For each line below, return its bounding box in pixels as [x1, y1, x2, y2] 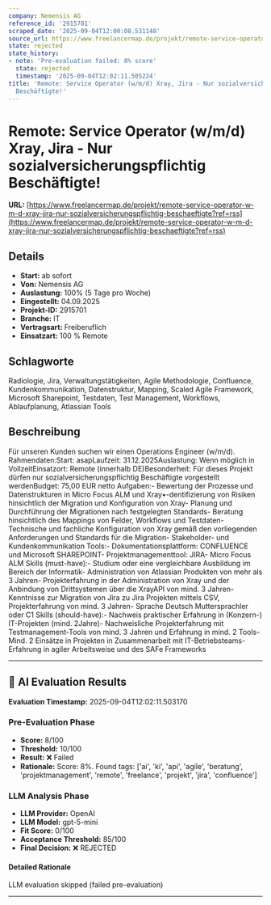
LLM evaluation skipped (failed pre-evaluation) [8, 880, 164, 890]
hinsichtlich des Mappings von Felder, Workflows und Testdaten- [8, 515, 224, 525]
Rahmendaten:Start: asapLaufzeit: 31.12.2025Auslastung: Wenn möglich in [8, 455, 256, 465]
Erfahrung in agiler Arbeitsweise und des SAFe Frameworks [8, 644, 206, 653]
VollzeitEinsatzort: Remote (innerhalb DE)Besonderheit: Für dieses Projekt [8, 463, 253, 473]
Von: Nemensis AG [19, 280, 84, 290]
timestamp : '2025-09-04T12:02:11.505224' [15, 72, 157, 80]
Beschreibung [8, 425, 81, 439]
